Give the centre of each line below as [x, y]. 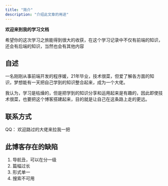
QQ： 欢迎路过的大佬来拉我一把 [38, 130]
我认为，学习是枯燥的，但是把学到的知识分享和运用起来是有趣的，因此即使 [82, 93]
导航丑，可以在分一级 [34, 160]
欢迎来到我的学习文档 [27, 29]
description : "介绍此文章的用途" [37, 14]
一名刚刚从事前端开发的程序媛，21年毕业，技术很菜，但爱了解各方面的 [77, 76]
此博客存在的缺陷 [31, 147]
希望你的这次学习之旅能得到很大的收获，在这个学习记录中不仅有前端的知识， [84, 40]
